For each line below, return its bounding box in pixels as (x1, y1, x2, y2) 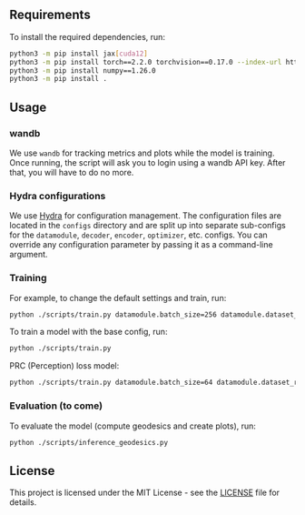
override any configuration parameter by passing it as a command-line (9, 239, 274, 250)
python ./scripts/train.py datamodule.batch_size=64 (9, 378, 213, 388)
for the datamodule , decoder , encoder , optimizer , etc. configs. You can (9, 229, 268, 240)
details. (9, 497, 37, 508)
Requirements (9, 7, 91, 23)
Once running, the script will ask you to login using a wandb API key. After (9, 157, 286, 167)
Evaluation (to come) (9, 399, 103, 412)
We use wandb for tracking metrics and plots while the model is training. (9, 147, 275, 158)
